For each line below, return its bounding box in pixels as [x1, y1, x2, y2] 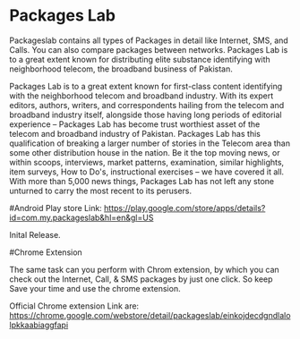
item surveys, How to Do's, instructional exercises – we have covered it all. [9, 166, 285, 177]
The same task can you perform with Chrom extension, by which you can [9, 264, 279, 275]
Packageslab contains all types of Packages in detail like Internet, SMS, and [9, 35, 288, 46]
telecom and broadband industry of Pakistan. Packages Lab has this [9, 128, 261, 139]
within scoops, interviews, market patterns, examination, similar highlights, [9, 157, 285, 167]
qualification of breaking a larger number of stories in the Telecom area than [9, 138, 291, 148]
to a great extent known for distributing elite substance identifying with [9, 54, 270, 64]
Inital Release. [9, 229, 61, 240]
